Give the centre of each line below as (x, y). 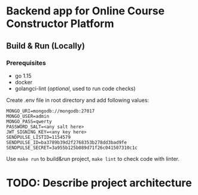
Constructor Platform (60, 24)
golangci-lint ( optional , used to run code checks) (75, 89)
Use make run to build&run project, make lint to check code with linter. (93, 159)
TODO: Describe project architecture (99, 183)
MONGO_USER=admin (28, 116)
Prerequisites (26, 63)
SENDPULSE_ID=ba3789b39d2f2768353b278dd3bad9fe (67, 142)
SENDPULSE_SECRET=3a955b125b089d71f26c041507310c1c (72, 148)
